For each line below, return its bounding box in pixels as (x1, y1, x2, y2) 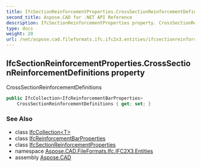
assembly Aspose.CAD (14, 153, 72, 161)
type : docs (6, 25, 33, 32)
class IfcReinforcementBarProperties (14, 135, 106, 142)
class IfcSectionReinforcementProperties (14, 141, 116, 148)
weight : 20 (6, 31, 33, 37)
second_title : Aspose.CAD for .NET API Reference (6, 14, 133, 20)
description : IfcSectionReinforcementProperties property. (6, 20, 157, 26)
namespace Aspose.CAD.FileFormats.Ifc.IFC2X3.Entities (14, 147, 154, 154)
